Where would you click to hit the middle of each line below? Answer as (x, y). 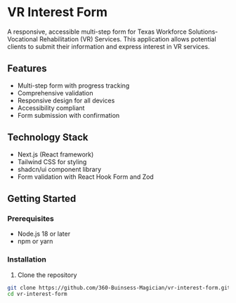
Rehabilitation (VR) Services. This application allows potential (128, 39)
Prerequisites (31, 218)
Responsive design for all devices (66, 100)
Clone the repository (47, 275)
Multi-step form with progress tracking (73, 86)
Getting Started (42, 198)
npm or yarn (35, 241)
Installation (27, 260)
